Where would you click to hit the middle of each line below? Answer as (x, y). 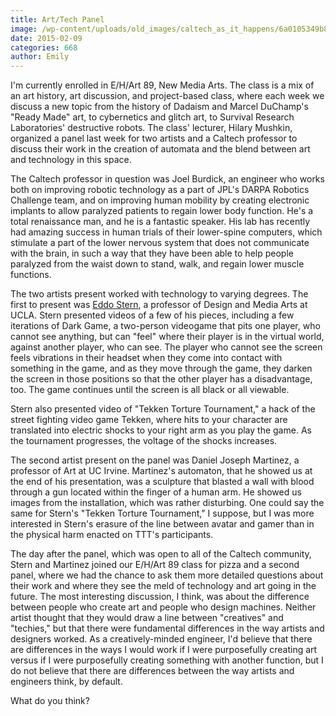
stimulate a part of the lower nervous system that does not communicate (160, 243)
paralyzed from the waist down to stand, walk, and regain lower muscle (157, 264)
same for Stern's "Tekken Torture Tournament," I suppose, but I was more (162, 513)
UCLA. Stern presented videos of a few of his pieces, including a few (152, 315)
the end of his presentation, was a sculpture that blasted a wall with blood (162, 482)
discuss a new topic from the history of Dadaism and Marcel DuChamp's (159, 107)
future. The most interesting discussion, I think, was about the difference (160, 597)
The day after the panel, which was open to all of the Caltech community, (161, 554)
